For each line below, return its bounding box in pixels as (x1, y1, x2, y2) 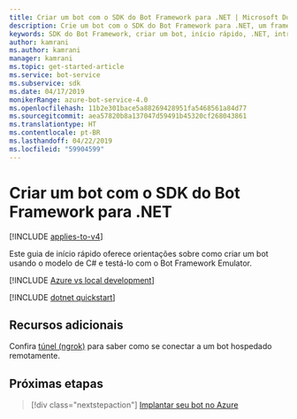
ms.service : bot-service (9, 71, 101, 80)
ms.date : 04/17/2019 (9, 87, 86, 96)
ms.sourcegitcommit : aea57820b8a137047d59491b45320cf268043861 (9, 112, 247, 120)
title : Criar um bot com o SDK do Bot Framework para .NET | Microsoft (9, 12, 278, 22)
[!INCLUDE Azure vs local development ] (9, 275, 155, 285)
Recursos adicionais (9, 317, 124, 332)
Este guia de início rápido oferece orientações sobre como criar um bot (9, 248, 269, 259)
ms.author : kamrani (9, 46, 81, 55)
